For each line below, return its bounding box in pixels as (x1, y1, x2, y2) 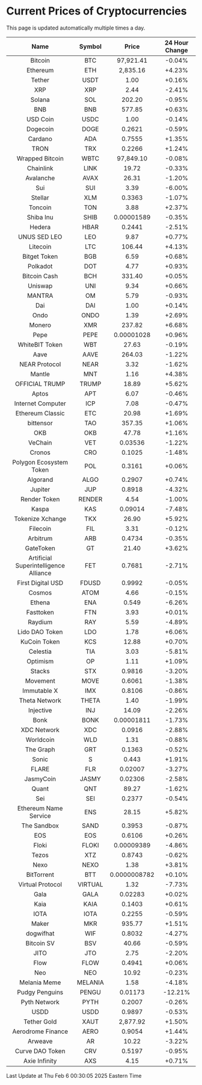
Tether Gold (23, 1017, 57, 1026)
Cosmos (28, 588, 52, 596)
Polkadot (28, 262, 53, 270)
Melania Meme (19, 978, 61, 987)
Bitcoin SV (25, 939, 55, 947)
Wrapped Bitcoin (16, 154, 64, 162)
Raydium (28, 618, 53, 626)
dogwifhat (26, 929, 55, 937)
